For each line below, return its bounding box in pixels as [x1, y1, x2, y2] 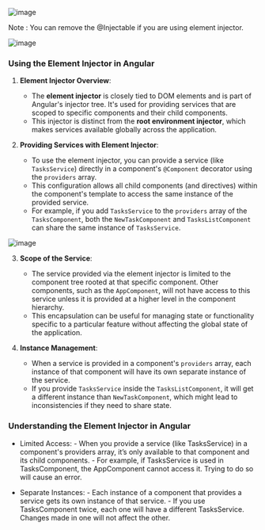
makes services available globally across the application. [31, 125, 218, 135]
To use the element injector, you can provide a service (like [31, 155, 224, 166]
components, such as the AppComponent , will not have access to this [31, 286, 251, 296]
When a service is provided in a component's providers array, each [31, 359, 252, 368]
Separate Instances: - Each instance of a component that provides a [19, 487, 243, 497]
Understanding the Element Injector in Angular [8, 421, 191, 432]
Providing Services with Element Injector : [19, 140, 159, 150]
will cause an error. [19, 472, 82, 482]
